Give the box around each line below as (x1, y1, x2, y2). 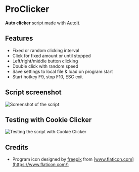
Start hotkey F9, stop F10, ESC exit (12, 73, 83, 80)
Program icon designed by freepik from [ (12, 156, 95, 162)
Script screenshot (5, 88, 62, 97)
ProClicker (5, 3, 49, 15)
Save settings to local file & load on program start (12, 68, 113, 74)
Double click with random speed (12, 63, 79, 69)
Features (5, 34, 33, 43)
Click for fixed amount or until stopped (12, 53, 91, 58)
